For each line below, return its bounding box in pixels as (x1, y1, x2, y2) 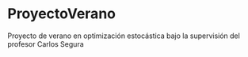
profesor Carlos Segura (7, 39, 84, 48)
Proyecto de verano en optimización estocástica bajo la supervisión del (7, 31, 241, 40)
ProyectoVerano (7, 5, 116, 23)
